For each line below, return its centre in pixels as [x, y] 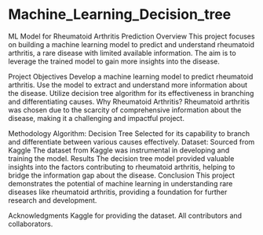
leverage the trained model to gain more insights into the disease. [114, 61]
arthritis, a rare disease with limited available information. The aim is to [122, 53]
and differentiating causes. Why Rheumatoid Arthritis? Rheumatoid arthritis [129, 101]
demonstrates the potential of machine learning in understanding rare [121, 183]
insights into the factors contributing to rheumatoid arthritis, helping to [122, 167]
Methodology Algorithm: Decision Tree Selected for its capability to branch [129, 133]
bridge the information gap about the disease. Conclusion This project [122, 175]
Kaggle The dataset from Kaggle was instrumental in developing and [119, 150]
